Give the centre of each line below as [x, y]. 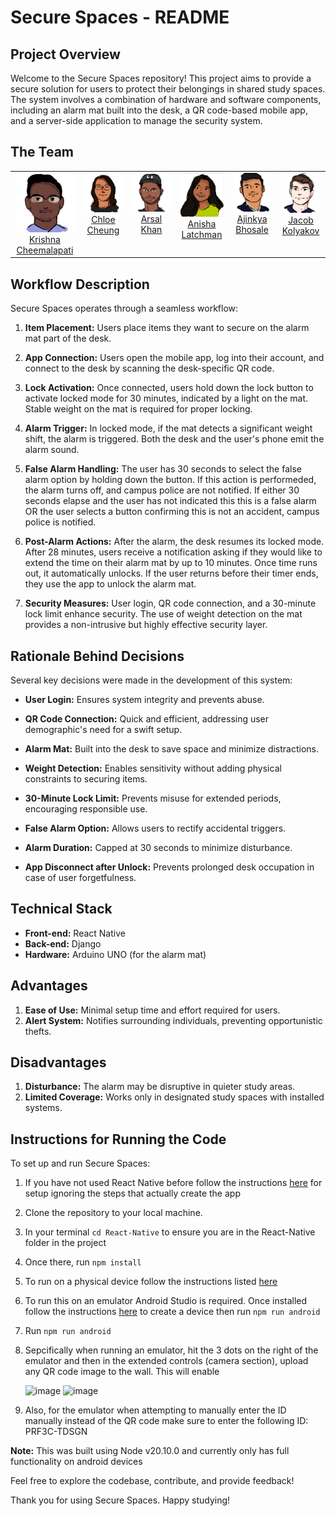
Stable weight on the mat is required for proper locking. [138, 409]
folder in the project [65, 1243]
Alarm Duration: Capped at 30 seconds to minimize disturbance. [158, 847]
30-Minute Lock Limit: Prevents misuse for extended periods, [153, 798]
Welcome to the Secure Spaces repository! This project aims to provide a [161, 78]
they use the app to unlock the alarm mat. [110, 584]
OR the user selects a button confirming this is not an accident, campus [172, 512]
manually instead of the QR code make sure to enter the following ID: [166, 1421]
